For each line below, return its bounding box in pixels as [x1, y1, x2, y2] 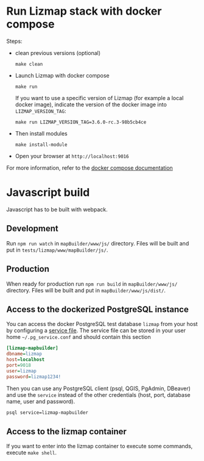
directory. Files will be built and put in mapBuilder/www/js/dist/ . [6, 286, 166, 294]
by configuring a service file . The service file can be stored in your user [6, 327, 186, 334]
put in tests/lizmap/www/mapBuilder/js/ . [6, 246, 108, 253]
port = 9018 [6, 362, 32, 368]
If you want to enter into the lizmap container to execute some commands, [6, 443, 193, 450]
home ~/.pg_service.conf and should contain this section [6, 333, 151, 341]
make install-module [15, 142, 68, 148]
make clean [15, 61, 43, 67]
